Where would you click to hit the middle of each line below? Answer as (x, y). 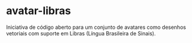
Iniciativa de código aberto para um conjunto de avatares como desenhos (96, 27)
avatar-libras (39, 11)
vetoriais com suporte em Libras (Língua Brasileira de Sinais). (81, 33)
